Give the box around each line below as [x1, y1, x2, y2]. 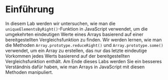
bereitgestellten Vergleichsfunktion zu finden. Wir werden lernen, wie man [5, 37, 162, 43]
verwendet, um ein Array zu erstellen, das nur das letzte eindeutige [5, 47, 147, 54]
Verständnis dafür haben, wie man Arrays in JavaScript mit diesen [5, 64, 145, 70]
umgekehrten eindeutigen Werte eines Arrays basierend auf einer [5, 31, 144, 37]
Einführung [5, 4, 54, 15]
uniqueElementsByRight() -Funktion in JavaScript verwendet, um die [5, 25, 148, 32]
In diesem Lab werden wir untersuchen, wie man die [5, 20, 116, 26]
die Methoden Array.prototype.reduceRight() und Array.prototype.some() [5, 42, 164, 48]
